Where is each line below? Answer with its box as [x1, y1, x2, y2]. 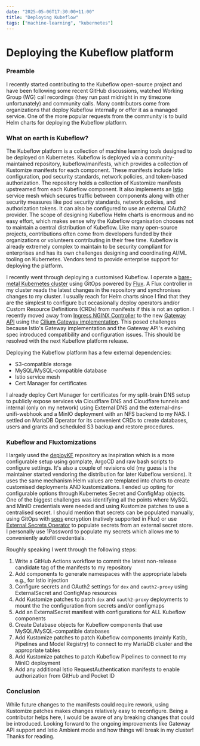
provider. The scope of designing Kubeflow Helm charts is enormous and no [6, 211, 194, 219]
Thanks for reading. [6, 732, 55, 740]
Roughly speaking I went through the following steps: [6, 546, 137, 553]
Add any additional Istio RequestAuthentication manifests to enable [14, 666, 180, 673]
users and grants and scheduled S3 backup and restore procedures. [6, 423, 174, 430]
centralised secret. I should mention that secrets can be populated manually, [6, 509, 194, 516]
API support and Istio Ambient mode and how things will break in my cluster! [6, 726, 194, 733]
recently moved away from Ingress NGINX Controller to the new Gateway [6, 312, 186, 319]
